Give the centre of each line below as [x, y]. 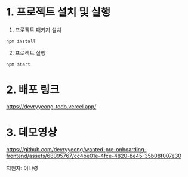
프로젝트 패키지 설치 [38, 30]
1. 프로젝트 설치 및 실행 [58, 12]
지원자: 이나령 [22, 168]
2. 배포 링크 [33, 90]
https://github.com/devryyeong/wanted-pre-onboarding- [77, 149]
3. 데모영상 [32, 133]
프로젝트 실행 [30, 53]
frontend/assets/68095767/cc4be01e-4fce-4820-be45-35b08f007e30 [94, 156]
